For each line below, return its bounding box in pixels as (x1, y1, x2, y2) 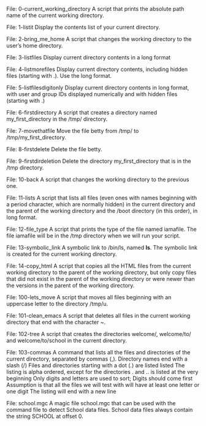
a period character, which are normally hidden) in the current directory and (6, 201, 196, 207)
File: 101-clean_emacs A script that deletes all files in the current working (6, 312, 191, 319)
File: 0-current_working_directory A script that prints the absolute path (6, 6, 185, 12)
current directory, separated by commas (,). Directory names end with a (6, 355, 188, 362)
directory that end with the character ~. (6, 318, 106, 326)
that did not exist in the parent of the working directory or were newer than (6, 275, 195, 282)
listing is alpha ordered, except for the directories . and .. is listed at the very (6, 368, 199, 375)
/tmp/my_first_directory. (6, 134, 66, 141)
